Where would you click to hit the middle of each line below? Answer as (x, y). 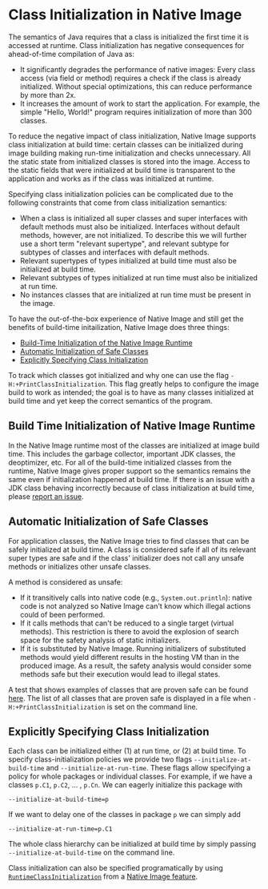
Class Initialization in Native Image (125, 15)
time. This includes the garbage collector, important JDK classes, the (122, 453)
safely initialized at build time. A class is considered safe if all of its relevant (132, 549)
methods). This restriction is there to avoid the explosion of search (129, 631)
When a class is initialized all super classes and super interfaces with (134, 218)
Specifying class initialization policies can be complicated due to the (121, 194)
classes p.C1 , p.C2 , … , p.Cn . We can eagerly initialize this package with (125, 785)
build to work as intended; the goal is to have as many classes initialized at (131, 392)
